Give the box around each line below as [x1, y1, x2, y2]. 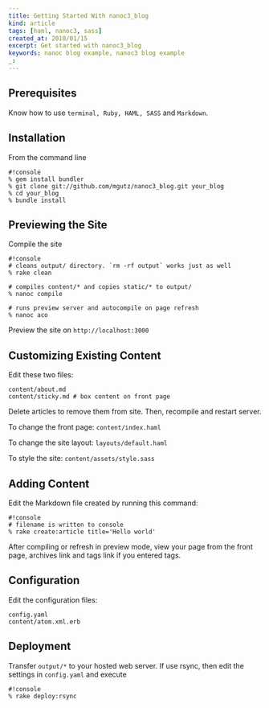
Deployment [8, 640, 71, 653]
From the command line [8, 152, 87, 162]
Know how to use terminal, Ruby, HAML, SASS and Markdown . [8, 108, 209, 117]
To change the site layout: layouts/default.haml [8, 438, 168, 447]
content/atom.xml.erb [8, 617, 81, 626]
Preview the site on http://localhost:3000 [8, 325, 149, 335]
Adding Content [8, 476, 90, 491]
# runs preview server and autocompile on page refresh [8, 304, 199, 312]
